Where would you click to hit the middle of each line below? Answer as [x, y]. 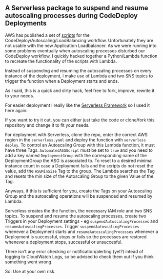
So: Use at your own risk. [30, 271]
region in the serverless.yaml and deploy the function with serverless [76, 139]
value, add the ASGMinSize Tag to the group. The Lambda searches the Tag [80, 171]
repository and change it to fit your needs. [47, 125]
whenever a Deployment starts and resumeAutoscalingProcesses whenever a [82, 232]
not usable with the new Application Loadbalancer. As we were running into [81, 46]
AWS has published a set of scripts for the [47, 35]
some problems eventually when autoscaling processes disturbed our [75, 50]
